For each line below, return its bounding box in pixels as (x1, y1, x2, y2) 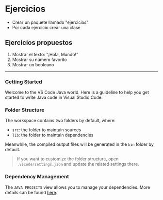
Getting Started (5, 78, 42, 85)
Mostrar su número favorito (12, 57, 67, 62)
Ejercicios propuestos (5, 39, 73, 47)
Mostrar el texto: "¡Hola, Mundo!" (12, 51, 79, 57)
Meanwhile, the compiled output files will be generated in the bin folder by (5, 141, 154, 147)
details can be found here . (5, 189, 58, 195)
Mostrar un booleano (12, 62, 54, 67)
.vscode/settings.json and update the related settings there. (16, 161, 139, 167)
